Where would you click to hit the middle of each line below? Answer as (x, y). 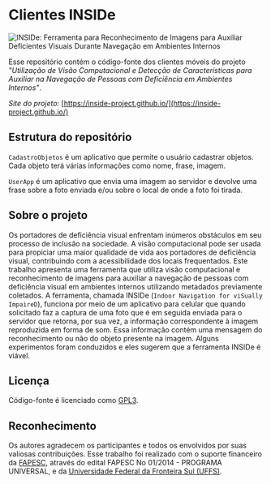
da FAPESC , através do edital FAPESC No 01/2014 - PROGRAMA (115, 463)
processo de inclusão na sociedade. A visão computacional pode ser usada (135, 243)
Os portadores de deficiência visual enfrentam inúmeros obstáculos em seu (135, 235)
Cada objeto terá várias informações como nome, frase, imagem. (117, 165)
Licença (29, 381)
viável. (19, 355)
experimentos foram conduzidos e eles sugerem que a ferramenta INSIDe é (135, 347)
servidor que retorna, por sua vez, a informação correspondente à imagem (133, 321)
